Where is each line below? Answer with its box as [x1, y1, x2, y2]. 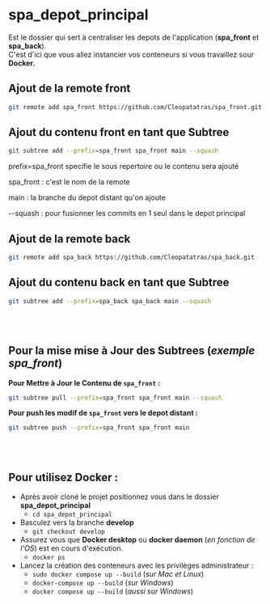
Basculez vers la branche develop [19, 517, 135, 527]
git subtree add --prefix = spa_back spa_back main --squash [8, 297, 212, 305]
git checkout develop [32, 528, 105, 536]
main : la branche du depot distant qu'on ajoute [8, 192, 166, 203]
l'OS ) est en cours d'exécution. [19, 543, 124, 553]
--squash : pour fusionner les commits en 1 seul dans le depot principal [8, 209, 246, 218]
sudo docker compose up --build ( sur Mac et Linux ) [32, 569, 205, 579]
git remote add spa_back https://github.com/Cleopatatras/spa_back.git [8, 253, 255, 262]
